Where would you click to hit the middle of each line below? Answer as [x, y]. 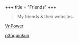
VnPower [14, 26]
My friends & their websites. [45, 16]
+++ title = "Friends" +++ [31, 7]
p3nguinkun [17, 35]
